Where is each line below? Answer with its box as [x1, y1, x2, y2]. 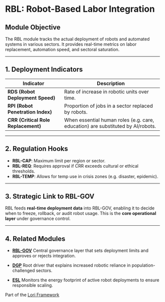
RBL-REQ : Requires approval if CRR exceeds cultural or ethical [12, 163, 138, 169]
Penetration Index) [7, 108, 53, 115]
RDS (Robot [7, 88, 35, 95]
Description [97, 80, 125, 87]
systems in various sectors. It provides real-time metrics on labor [5, 41, 137, 47]
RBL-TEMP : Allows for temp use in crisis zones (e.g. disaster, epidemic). [12, 173, 159, 179]
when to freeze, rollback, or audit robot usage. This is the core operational [5, 211, 156, 216]
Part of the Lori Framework [5, 292, 60, 298]
